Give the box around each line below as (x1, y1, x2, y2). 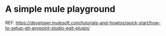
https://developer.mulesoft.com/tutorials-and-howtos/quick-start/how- (15, 20, 161, 26)
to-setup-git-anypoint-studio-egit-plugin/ (5, 25, 90, 31)
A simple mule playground (5, 3, 116, 15)
